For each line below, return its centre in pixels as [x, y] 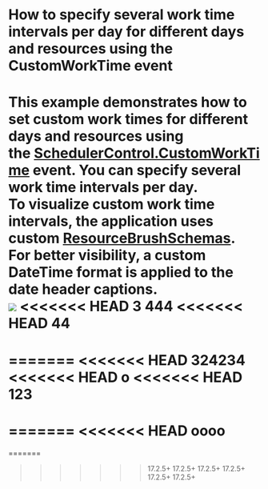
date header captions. [83, 289]
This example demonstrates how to [128, 102]
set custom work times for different [128, 120]
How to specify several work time [122, 15]
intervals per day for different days [126, 32]
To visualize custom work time [112, 204]
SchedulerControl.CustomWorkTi [147, 153]
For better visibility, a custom [107, 256]
